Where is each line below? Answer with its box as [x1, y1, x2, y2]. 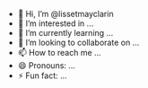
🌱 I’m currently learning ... [17, 28, 114, 38]
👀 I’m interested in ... [17, 18, 94, 29]
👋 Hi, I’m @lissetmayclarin [17, 9, 114, 19]
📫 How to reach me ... [17, 48, 101, 57]
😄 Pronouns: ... [17, 60, 76, 71]
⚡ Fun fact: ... [17, 70, 67, 81]
